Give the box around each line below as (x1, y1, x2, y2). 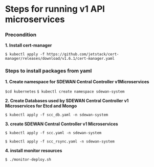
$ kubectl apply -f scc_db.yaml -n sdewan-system (5, 112, 109, 117)
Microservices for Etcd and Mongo (5, 103, 77, 109)
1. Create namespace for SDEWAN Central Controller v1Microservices (5, 78, 150, 84)
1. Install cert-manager (5, 43, 52, 48)
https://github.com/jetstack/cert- (46, 52, 119, 57)
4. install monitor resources (5, 147, 63, 153)
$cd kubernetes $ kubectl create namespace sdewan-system (5, 89, 125, 94)
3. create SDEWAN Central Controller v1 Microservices (5, 121, 118, 127)
